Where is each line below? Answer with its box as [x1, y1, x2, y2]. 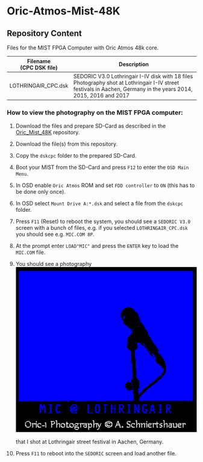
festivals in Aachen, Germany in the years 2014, [73, 85, 193, 93]
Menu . [15, 170, 29, 177]
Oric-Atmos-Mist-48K [7, 4, 120, 18]
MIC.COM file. [15, 248, 46, 256]
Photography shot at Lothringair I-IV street [73, 79, 180, 86]
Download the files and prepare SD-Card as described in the [15, 122, 166, 129]
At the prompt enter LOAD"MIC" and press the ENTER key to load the [15, 242, 179, 249]
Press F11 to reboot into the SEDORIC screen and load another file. [15, 449, 177, 457]
